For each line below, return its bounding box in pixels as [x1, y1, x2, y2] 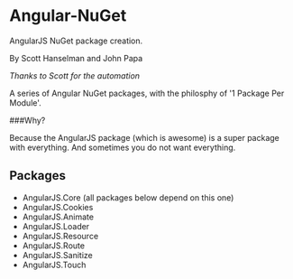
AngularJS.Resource [22, 230, 99, 241]
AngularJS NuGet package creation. [9, 35, 143, 46]
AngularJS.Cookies [22, 201, 94, 212]
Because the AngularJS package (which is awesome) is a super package [9, 132, 279, 143]
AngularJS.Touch [22, 259, 87, 270]
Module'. [9, 97, 42, 108]
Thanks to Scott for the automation [9, 70, 141, 81]
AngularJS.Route [22, 240, 86, 251]
